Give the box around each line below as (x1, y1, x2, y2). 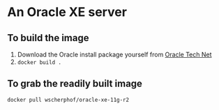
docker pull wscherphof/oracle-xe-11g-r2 (7, 96, 130, 103)
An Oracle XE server (7, 4, 128, 20)
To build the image (7, 32, 89, 44)
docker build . (17, 59, 62, 66)
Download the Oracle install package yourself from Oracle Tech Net (17, 50, 212, 58)
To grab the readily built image (7, 78, 143, 90)
